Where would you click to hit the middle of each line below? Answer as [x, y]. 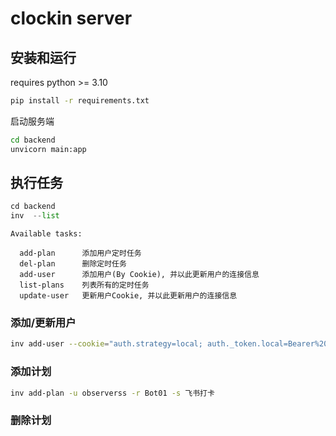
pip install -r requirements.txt [80, 101]
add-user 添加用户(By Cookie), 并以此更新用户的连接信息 [139, 275]
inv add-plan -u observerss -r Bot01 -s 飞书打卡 [112, 393]
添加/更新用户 [43, 323]
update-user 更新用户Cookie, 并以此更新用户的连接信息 [128, 296]
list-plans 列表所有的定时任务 [84, 285]
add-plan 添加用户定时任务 [80, 253]
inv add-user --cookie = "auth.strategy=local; [106, 344]
